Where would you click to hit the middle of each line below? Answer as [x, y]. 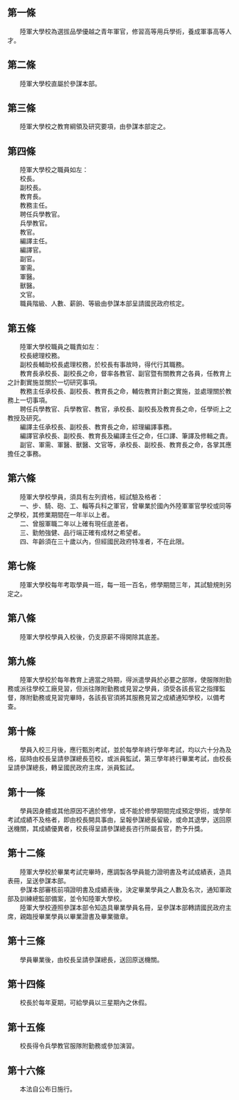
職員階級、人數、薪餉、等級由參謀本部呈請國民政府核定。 [104, 304]
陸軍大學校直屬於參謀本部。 [60, 83]
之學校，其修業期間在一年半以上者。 [60, 514]
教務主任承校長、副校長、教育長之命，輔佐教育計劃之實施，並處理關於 [122, 392]
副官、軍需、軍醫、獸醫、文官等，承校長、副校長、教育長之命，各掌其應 [126, 445]
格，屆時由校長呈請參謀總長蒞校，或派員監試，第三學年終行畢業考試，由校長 [119, 759]
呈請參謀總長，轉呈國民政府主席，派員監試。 [73, 768]
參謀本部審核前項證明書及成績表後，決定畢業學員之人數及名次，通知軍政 [126, 890]
